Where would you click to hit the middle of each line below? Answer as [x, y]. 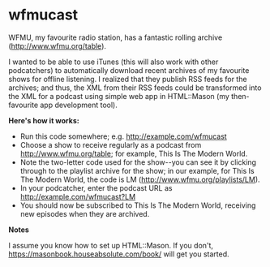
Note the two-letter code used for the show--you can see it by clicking [138, 162]
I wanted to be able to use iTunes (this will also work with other [114, 62]
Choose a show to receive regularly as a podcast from [111, 144]
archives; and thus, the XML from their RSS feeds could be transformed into [135, 88]
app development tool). [79, 105]
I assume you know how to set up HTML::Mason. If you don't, [111, 245]
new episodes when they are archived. [85, 213]
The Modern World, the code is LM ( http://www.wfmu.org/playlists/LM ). [140, 179]
